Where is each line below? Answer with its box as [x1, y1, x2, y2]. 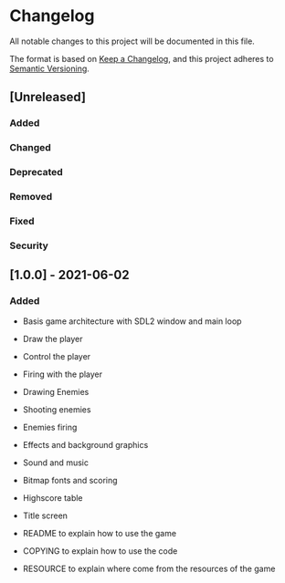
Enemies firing [22, 422, 78, 432]
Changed [9, 141, 52, 154]
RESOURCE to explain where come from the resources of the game [22, 563, 276, 574]
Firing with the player [22, 369, 103, 380]
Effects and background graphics [22, 439, 149, 450]
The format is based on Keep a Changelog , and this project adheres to [9, 53, 274, 64]
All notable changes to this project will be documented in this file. [9, 36, 256, 47]
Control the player [22, 350, 91, 361]
